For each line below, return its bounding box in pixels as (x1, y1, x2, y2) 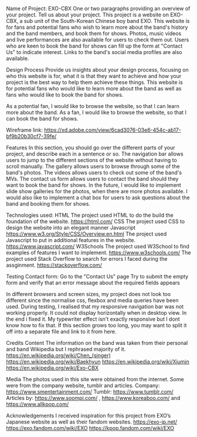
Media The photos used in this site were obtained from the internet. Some (6, 376, 184, 382)
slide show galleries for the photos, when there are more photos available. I (6, 188, 188, 194)
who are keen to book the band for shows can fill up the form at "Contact (6, 42, 183, 49)
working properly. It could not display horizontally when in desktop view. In (6, 310, 187, 316)
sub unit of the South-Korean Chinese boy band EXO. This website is (23, 18, 190, 24)
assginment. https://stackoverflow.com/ (6, 261, 103, 268)
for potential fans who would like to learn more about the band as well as (6, 85, 182, 92)
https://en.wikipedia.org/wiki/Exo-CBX (6, 364, 99, 371)
